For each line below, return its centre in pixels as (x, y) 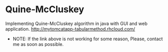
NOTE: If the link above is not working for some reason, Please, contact (88, 39)
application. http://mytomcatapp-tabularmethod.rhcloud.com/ (70, 29)
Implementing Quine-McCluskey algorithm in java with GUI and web (76, 23)
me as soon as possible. (38, 44)
